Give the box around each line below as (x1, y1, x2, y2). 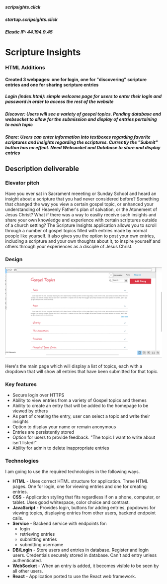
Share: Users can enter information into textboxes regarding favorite (5, 134, 151, 140)
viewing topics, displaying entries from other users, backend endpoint (12, 510, 156, 516)
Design (5, 256, 23, 263)
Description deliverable (5, 164, 80, 173)
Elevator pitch (5, 179, 40, 186)
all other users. (12, 568, 43, 574)
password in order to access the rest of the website (5, 98, 114, 104)
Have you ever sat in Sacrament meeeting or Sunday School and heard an (5, 191, 157, 196)
